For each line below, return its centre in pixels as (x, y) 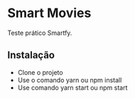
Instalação (31, 55)
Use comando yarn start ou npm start (72, 88)
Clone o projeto (40, 72)
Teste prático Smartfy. (40, 33)
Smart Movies (49, 13)
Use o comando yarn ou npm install (70, 80)
